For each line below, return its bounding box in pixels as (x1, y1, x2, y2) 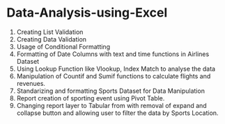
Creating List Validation (16, 28, 84, 36)
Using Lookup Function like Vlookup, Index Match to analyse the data (16, 64, 216, 73)
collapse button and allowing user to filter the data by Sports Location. (16, 109, 219, 117)
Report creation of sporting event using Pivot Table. (16, 94, 165, 102)
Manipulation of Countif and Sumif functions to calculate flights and (16, 71, 211, 80)
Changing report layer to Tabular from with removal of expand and (16, 101, 207, 109)
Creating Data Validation (16, 35, 87, 43)
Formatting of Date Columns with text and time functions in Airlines (16, 50, 210, 58)
